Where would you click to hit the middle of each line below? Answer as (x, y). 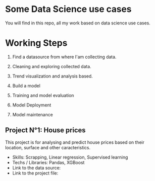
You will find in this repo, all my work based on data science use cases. (78, 23)
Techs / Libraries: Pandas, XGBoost (49, 162)
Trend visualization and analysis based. (52, 76)
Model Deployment (32, 105)
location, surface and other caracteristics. (48, 147)
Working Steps (36, 43)
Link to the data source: (36, 168)
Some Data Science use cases (68, 9)
